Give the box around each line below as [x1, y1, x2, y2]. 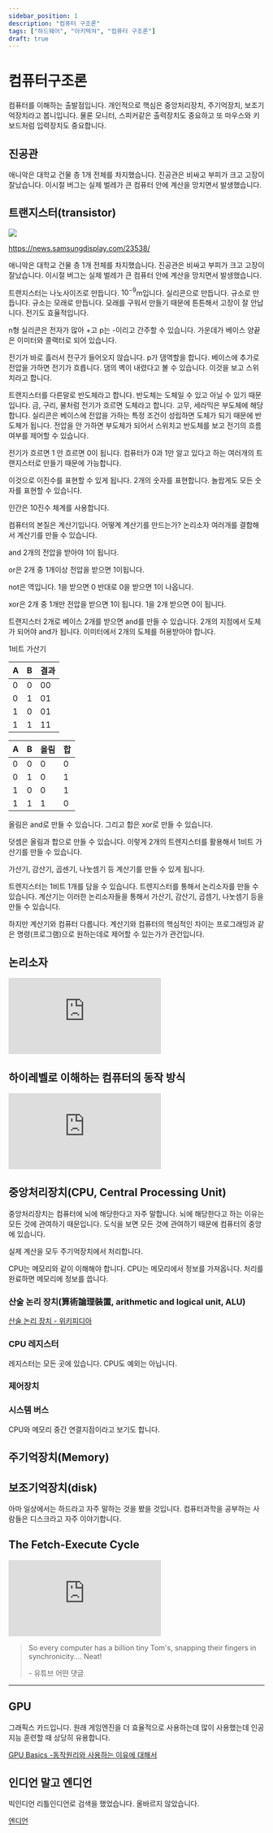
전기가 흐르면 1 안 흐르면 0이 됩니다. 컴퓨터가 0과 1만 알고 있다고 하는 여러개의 [8, 448, 254, 458]
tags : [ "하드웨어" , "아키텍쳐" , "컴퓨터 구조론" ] [8, 27, 156, 35]
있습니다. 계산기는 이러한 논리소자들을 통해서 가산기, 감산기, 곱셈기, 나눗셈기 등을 [8, 892, 264, 901]
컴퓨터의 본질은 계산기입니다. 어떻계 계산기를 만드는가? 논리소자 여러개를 [8, 521, 238, 530]
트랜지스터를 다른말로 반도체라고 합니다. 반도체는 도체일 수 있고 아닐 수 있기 [8, 391, 247, 400]
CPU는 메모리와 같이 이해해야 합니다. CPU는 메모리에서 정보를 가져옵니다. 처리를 [8, 1264, 264, 1273]
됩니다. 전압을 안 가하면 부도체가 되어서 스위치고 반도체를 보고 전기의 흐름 [29, 421, 262, 430]
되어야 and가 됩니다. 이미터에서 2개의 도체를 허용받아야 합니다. [16, 627, 216, 637]
